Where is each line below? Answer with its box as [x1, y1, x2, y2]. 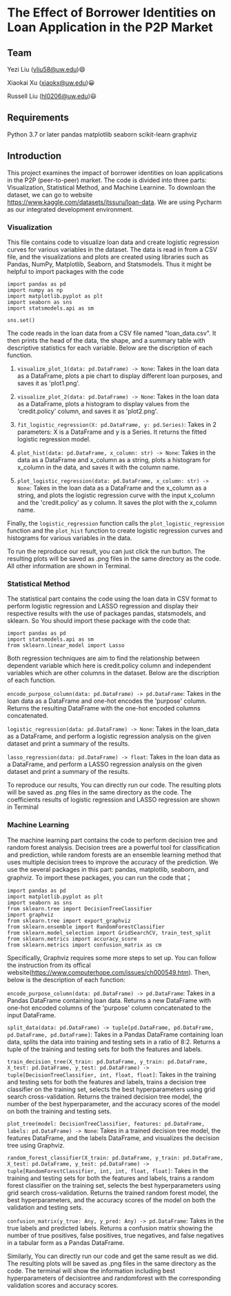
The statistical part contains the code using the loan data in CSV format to [7, 595, 217, 603]
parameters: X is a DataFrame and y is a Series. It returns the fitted [17, 428, 207, 436]
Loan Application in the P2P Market [7, 19, 214, 35]
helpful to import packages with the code [7, 267, 124, 275]
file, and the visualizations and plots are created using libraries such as [7, 252, 209, 261]
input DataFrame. [7, 1010, 57, 1019]
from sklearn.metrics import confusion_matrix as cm [7, 941, 162, 948]
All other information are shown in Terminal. [7, 561, 131, 570]
